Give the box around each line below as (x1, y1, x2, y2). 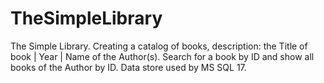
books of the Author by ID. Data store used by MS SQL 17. (10, 61, 247, 73)
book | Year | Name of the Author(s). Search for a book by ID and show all (10, 50, 315, 62)
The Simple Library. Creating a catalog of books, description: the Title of (10, 40, 308, 52)
